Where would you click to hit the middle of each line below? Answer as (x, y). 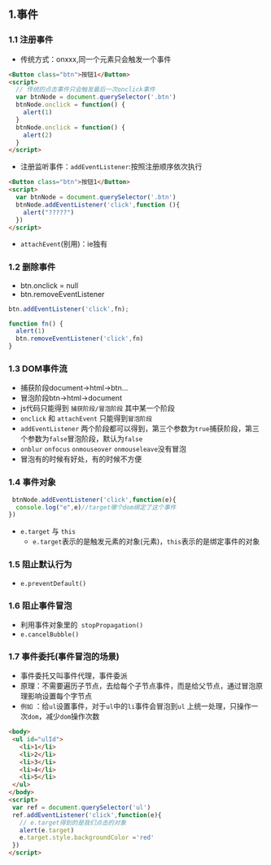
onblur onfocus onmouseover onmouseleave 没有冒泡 (103, 449)
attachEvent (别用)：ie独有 (64, 244)
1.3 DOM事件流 (38, 369)
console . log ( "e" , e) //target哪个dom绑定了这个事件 (96, 507)
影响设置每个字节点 (59, 696)
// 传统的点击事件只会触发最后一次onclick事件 (86, 90)
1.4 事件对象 (32, 483)
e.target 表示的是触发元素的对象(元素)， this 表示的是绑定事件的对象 (146, 542)
